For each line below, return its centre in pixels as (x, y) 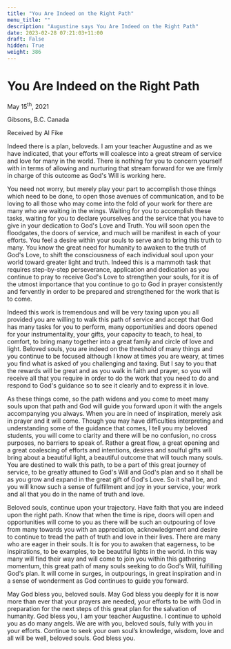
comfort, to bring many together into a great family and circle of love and (110, 341)
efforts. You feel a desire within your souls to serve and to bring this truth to (114, 240)
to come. (20, 299)
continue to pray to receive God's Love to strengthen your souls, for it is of (113, 277)
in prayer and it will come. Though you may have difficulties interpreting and (115, 421)
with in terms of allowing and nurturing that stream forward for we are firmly (115, 168)
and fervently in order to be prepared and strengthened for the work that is (113, 292)
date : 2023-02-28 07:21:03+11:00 (55, 33)
